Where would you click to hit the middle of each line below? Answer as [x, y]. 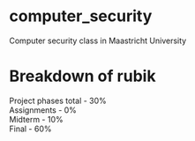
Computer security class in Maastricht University [98, 41]
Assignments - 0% [43, 110]
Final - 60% [30, 129]
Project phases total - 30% [58, 100]
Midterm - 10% [36, 119]
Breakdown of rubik [82, 76]
